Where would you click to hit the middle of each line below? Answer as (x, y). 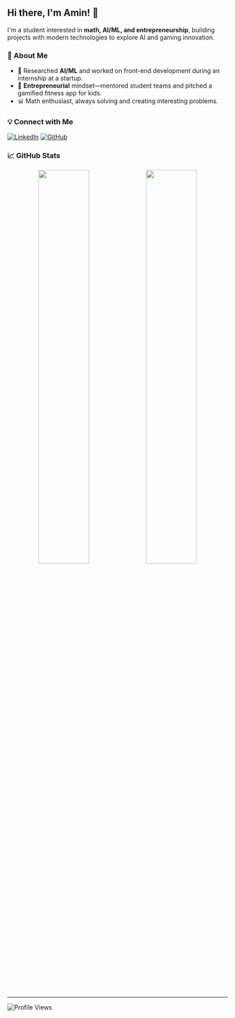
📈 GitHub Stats (34, 156)
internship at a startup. (50, 79)
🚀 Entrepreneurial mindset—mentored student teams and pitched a (115, 86)
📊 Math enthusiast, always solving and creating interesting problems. (118, 101)
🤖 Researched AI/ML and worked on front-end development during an (119, 71)
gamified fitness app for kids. (59, 93)
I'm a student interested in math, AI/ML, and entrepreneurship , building (111, 29)
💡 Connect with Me (40, 122)
